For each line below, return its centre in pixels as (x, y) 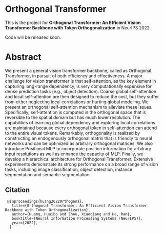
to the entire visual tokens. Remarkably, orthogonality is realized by (72, 133)
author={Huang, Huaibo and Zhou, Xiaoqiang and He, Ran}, (72, 214)
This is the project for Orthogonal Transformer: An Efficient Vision (73, 23)
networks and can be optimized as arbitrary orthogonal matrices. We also (79, 143)
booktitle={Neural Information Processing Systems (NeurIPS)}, (77, 218)
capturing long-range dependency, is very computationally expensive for (79, 86)
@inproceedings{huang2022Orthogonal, (45, 201)
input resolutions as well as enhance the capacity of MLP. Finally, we (74, 154)
